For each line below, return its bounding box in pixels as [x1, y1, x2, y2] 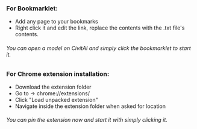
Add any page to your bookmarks [14, 18, 98, 25]
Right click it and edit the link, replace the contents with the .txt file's [14, 24, 185, 31]
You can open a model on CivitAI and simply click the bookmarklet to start [6, 44, 191, 52]
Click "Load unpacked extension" [14, 96, 98, 103]
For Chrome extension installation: [6, 69, 110, 78]
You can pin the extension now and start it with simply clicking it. [6, 116, 167, 124]
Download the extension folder [14, 83, 92, 90]
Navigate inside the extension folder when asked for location [14, 102, 166, 110]
